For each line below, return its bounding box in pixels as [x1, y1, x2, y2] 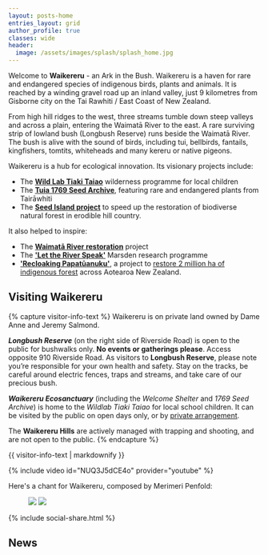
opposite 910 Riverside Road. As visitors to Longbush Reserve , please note [8, 353, 258, 362]
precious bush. [8, 377, 58, 388]
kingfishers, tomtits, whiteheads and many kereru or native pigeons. [8, 146, 232, 155]
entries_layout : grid [8, 19, 81, 27]
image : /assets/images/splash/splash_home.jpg [15, 49, 174, 57]
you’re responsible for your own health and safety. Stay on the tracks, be [8, 361, 249, 370]
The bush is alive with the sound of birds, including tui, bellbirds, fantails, [8, 138, 249, 146]
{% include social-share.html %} [8, 513, 116, 522]
